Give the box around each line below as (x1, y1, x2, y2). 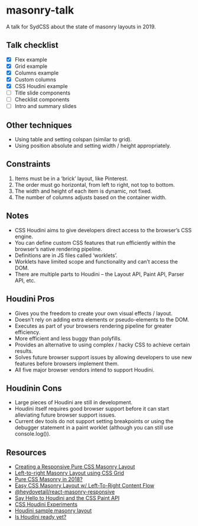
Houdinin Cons (6, 383, 62, 393)
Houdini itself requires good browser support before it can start (14, 405, 170, 413)
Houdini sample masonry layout (14, 507, 92, 514)
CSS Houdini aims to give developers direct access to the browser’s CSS (14, 226, 192, 233)
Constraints (6, 159, 51, 169)
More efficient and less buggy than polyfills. (14, 335, 122, 342)
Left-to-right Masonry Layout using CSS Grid (14, 469, 124, 476)
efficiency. (14, 329, 40, 336)
